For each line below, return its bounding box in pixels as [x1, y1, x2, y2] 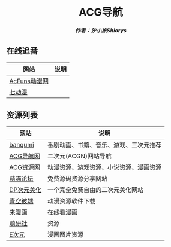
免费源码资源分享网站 [47, 175, 108, 183]
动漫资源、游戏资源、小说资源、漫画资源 [47, 163, 162, 172]
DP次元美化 [9, 186, 42, 194]
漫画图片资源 [47, 231, 84, 239]
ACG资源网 [9, 163, 41, 172]
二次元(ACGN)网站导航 [47, 152, 112, 160]
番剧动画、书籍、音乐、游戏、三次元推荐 [47, 141, 162, 150]
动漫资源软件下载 [47, 197, 96, 205]
